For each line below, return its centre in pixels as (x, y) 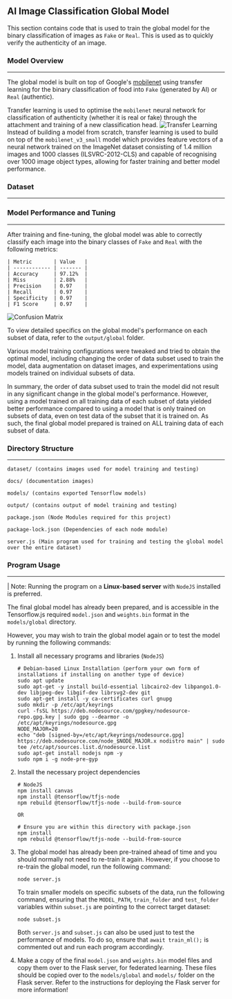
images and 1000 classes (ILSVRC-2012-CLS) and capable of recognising (112, 154)
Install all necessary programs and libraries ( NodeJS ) (90, 656)
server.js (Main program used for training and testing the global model (116, 542)
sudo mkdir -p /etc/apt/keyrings (65, 705)
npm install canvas (45, 791)
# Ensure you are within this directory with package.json (104, 827)
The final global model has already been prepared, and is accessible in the (113, 607)
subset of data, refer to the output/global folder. (76, 337)
